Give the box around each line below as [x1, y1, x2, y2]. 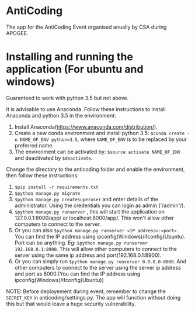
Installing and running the [6, 50, 133, 64]
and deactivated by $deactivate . [14, 154, 93, 161]
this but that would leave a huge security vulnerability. [6, 300, 136, 307]
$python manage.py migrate [14, 190, 81, 197]
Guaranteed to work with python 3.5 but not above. [6, 94, 129, 101]
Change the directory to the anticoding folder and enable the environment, [6, 166, 185, 173]
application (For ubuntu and [6, 63, 144, 76]
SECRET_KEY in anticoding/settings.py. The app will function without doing [6, 294, 181, 301]
